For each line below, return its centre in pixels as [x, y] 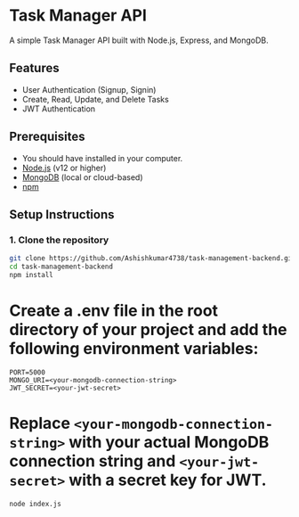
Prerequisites [47, 137]
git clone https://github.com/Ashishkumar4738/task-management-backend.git [153, 258]
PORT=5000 [28, 372]
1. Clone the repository [59, 240]
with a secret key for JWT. [167, 480]
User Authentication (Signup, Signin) [89, 89]
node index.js [36, 504]
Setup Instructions [62, 214]
